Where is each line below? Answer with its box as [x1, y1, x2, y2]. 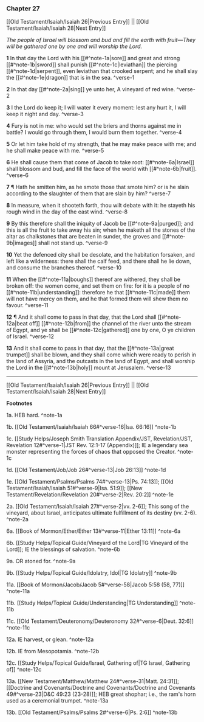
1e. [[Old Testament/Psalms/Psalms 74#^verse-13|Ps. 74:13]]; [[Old [6, 478, 174, 485]
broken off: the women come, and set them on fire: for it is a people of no [6, 282, 190, 290]
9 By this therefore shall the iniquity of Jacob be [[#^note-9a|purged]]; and [6, 220, 194, 227]
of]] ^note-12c [6, 666, 42, 673]
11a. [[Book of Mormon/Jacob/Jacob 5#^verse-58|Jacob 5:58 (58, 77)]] [6, 581, 185, 588]
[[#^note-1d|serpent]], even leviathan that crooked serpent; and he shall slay [6, 68, 198, 75]
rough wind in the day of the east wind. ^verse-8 [6, 208, 128, 215]
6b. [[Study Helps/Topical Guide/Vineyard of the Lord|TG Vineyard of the [6, 540, 189, 547]
